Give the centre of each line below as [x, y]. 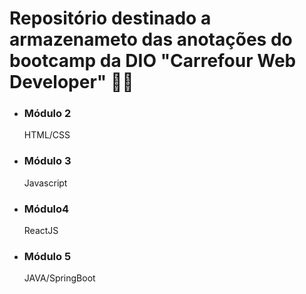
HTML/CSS [47, 135]
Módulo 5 [47, 256]
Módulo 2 [47, 114]
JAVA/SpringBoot [59, 278]
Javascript [45, 183]
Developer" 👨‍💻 [71, 82]
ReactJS [41, 231]
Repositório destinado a [110, 18]
